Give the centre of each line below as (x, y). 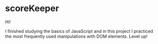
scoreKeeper (32, 8)
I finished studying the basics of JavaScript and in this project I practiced (79, 31)
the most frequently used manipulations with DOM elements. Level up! (76, 36)
